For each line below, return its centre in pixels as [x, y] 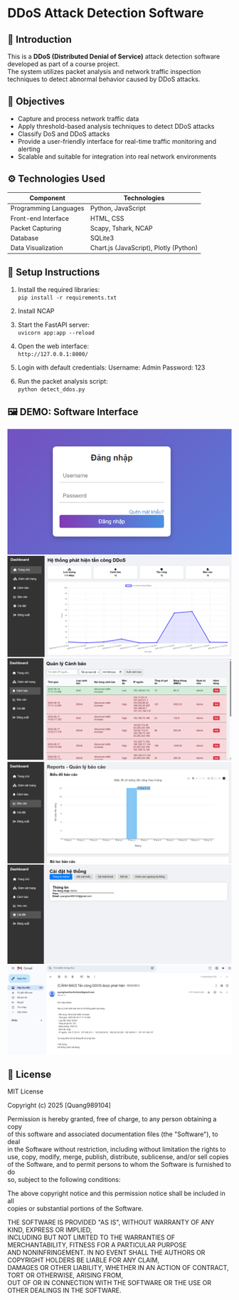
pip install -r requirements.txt [67, 298]
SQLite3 [102, 238]
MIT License [26, 1091]
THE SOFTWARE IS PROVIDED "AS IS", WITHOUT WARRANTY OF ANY [111, 1222]
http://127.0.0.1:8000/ [53, 354]
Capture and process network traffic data [78, 118]
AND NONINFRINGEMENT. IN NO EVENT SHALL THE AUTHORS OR [106, 1253]
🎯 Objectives [36, 101]
